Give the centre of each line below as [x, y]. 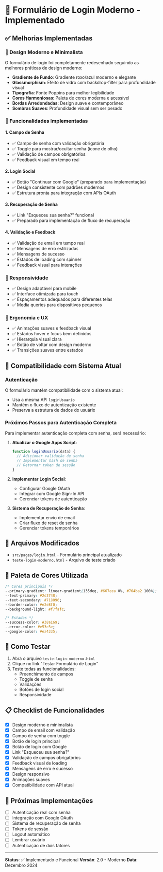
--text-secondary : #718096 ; [33, 600]
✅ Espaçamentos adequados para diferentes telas [62, 299]
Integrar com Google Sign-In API [52, 493]
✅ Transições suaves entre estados [48, 350]
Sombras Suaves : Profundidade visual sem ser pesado [67, 108]
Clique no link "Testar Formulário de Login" [55, 663]
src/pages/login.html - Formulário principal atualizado [67, 555]
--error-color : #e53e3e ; [30, 627]
